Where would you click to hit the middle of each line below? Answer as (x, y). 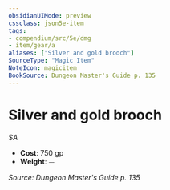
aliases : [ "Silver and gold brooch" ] (71, 53)
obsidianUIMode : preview (50, 16)
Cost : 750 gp (42, 152)
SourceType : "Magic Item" (51, 61)
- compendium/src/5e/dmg (50, 38)
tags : (17, 30)
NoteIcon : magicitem (43, 68)
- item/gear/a (32, 46)
